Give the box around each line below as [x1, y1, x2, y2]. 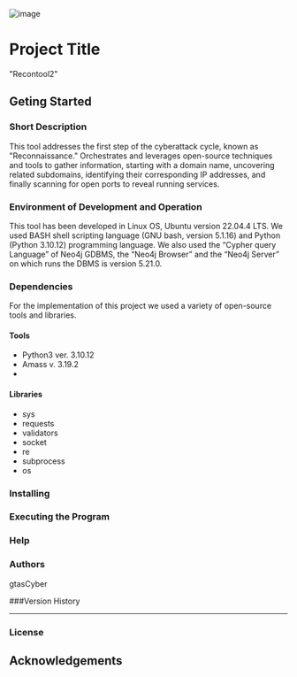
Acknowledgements [9, 653, 123, 668]
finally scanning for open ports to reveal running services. [9, 178, 220, 189]
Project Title [9, 40, 101, 59]
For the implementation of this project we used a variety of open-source [9, 301, 272, 312]
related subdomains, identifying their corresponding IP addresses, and [9, 169, 266, 180]
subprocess [21, 456, 65, 466]
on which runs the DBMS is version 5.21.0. [9, 258, 163, 269]
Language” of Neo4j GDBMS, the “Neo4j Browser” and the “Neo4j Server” [9, 249, 280, 259]
